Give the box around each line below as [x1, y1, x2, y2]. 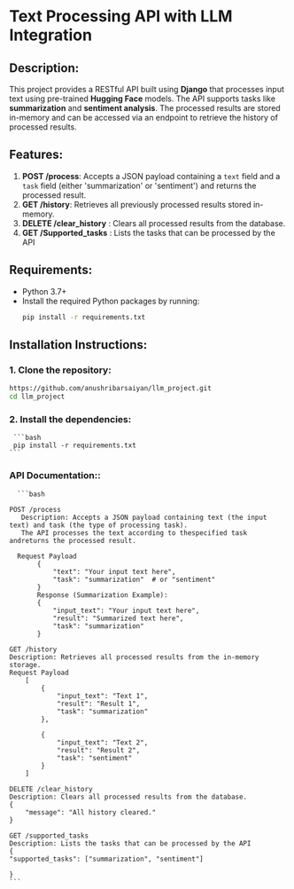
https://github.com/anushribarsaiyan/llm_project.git [9, 384, 213, 393]
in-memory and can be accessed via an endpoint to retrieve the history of [9, 113, 279, 122]
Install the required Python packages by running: [21, 295, 200, 306]
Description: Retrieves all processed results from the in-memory [9, 652, 259, 662]
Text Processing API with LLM [9, 6, 233, 27]
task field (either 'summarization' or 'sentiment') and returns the [21, 180, 257, 191]
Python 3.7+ [21, 286, 67, 296]
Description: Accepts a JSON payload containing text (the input [20, 513, 267, 522]
